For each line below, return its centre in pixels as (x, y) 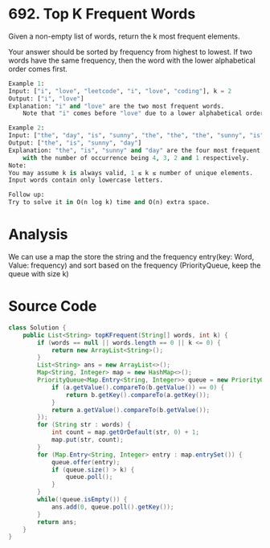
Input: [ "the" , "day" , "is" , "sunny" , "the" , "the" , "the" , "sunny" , (127, 136)
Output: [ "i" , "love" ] (46, 98)
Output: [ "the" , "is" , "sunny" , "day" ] (75, 143)
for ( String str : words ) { (84, 425)
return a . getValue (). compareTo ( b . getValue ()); (131, 410)
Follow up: (27, 195)
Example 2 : (27, 128)
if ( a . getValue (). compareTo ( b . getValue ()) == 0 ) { (138, 387)
